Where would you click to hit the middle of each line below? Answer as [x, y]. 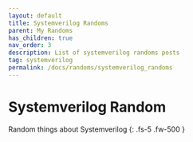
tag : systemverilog [41, 61]
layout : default [35, 16]
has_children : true [41, 38]
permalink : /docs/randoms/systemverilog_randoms [91, 68]
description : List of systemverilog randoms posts [94, 53]
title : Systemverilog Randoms [59, 23]
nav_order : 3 [30, 45]
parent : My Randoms [41, 30]
